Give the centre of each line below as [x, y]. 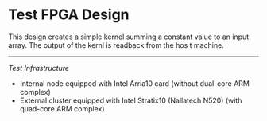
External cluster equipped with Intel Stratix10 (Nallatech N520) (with [131, 100]
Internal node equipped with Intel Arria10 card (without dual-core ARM [135, 83]
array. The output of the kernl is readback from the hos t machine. [116, 45]
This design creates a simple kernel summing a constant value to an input [129, 37]
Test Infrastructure [39, 68]
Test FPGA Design [69, 15]
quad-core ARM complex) [62, 108]
